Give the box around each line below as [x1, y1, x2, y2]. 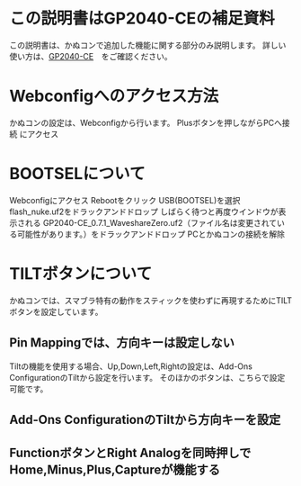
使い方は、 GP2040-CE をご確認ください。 [9, 50, 173, 61]
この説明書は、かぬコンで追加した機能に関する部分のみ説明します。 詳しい [9, 40, 287, 50]
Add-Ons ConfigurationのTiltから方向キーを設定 [9, 411, 281, 427]
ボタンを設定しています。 [9, 306, 103, 317]
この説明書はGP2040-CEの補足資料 [9, 8, 276, 29]
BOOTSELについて [9, 164, 146, 184]
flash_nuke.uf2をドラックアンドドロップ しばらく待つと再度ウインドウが [9, 206, 279, 217]
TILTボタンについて [9, 264, 153, 283]
